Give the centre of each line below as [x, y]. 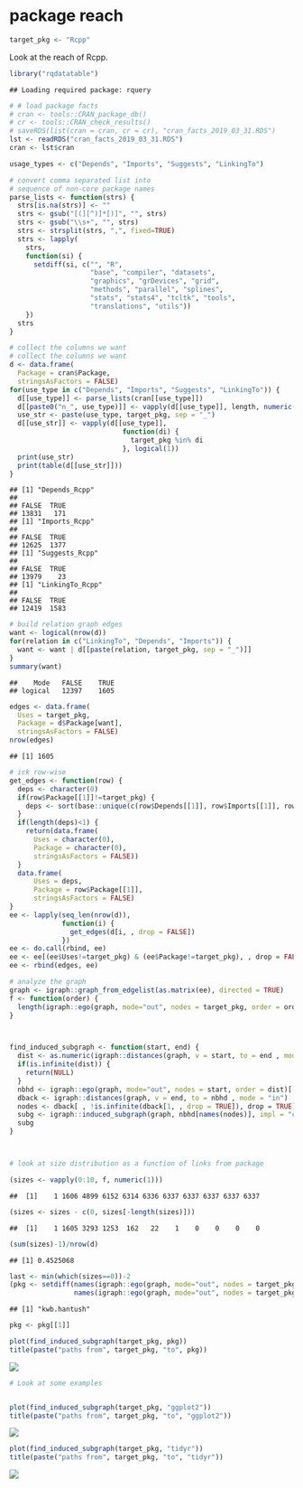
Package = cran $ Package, [64, 373]
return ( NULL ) [50, 1073]
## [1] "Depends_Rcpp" [52, 490]
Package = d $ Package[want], [70, 724]
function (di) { [151, 432]
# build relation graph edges [66, 624]
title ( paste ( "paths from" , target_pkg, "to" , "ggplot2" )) [120, 1416]
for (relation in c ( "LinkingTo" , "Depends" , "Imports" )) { [120, 641]
